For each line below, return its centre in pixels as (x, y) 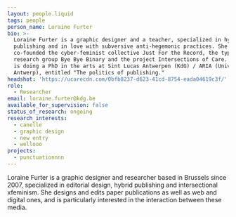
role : (15, 86)
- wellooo (28, 145)
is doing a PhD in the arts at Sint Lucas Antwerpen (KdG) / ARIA (113, 66)
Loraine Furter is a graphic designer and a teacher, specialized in (117, 40)
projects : (22, 151)
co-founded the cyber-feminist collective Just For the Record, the (116, 53)
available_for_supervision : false (58, 105)
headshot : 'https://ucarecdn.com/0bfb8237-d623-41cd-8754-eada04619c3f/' (118, 79)
